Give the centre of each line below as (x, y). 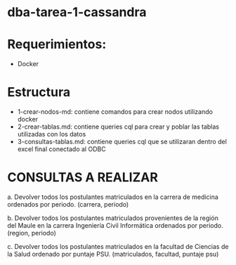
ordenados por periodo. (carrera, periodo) (68, 204)
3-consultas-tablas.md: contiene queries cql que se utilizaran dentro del (122, 142)
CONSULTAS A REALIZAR (83, 177)
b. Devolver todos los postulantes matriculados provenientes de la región (113, 218)
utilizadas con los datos (52, 134)
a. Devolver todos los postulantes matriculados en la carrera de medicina (113, 197)
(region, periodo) (32, 233)
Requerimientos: (57, 45)
